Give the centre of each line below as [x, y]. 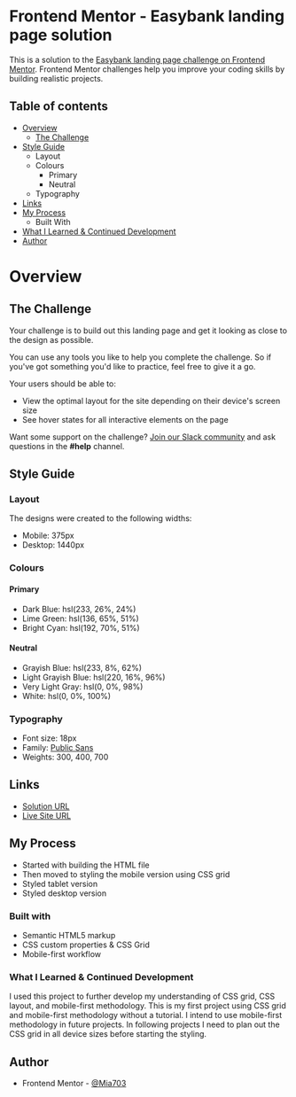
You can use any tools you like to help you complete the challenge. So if [140, 357]
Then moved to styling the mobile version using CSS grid [126, 874]
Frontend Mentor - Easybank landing [147, 16]
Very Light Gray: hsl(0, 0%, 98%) [82, 686]
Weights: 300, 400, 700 [65, 757]
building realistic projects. [56, 78]
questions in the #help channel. [67, 446]
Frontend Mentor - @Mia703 [74, 1084]
